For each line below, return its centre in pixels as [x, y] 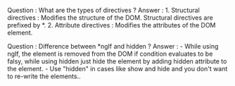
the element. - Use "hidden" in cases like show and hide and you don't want [118, 69]
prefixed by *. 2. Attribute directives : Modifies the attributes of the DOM [112, 25]
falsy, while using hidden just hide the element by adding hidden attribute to [117, 61]
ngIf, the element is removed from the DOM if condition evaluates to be [110, 54]
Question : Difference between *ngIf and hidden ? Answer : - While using [113, 46]
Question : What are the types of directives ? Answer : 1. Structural [104, 10]
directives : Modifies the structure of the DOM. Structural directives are [110, 18]
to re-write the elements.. [44, 76]
